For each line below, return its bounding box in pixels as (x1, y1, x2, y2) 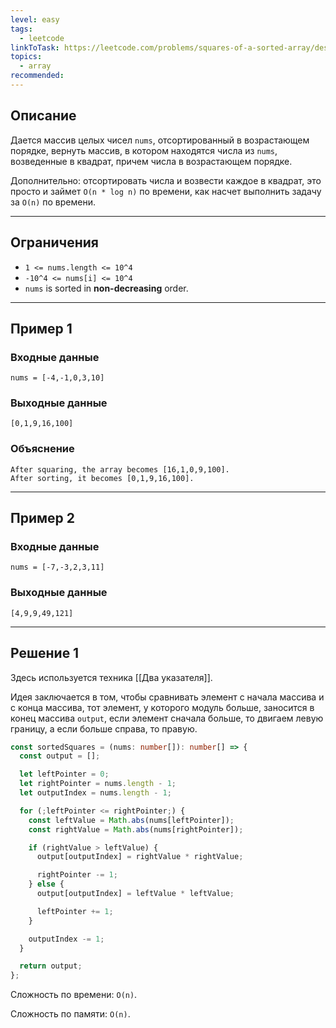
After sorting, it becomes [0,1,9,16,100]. (10, 473, 195, 483)
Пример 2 (10, 510, 76, 527)
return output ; (19, 961, 83, 971)
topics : (10, 52, 43, 62)
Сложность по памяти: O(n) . (10, 1008, 131, 1020)
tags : (10, 24, 33, 34)
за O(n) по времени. (10, 196, 96, 208)
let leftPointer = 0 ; (19, 769, 110, 780)
